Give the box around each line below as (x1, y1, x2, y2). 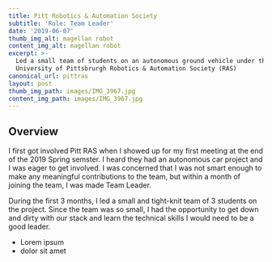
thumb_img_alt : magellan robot (8, 34, 114, 43)
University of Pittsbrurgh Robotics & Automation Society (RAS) (15, 65, 237, 73)
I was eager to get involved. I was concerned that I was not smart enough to (8, 163, 262, 173)
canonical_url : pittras (8, 72, 89, 80)
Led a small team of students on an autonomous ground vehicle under (15, 57, 255, 65)
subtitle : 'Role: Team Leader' (8, 19, 114, 27)
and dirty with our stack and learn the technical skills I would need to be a (8, 213, 254, 223)
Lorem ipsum (19, 238, 65, 247)
